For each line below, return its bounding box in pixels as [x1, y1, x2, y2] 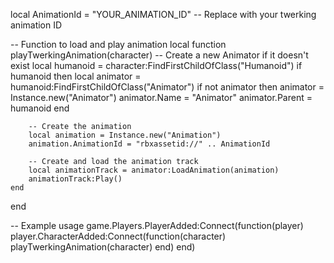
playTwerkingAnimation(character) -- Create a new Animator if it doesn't [10, 49, 309, 61]
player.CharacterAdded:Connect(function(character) [10, 230, 227, 242]
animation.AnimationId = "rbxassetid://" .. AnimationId [28, 139, 271, 149]
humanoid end [10, 102, 70, 114]
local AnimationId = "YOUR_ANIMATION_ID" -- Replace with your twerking [10, 9, 317, 20]
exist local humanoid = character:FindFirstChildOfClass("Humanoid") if [10, 60, 303, 71]
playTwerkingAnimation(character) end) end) [10, 241, 196, 253]
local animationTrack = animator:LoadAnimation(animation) [28, 165, 280, 175]
